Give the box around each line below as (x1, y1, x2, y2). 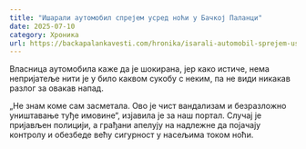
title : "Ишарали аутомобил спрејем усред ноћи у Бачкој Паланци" (9, 13, 262, 23)
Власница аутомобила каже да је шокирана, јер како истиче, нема (9, 64, 270, 74)
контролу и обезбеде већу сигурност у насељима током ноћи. (9, 129, 254, 141)
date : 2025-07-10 (9, 22, 76, 31)
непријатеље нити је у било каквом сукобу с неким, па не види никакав (9, 74, 291, 84)
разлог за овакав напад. (9, 83, 105, 94)
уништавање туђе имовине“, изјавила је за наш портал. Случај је (9, 110, 262, 121)
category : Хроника (9, 30, 79, 39)
